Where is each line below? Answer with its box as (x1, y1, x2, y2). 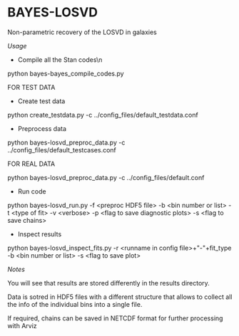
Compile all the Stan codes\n (17, 55, 103, 64)
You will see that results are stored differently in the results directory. (7, 278, 210, 287)
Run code (17, 187, 46, 196)
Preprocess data (17, 124, 66, 132)
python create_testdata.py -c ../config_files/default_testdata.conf (7, 110, 198, 119)
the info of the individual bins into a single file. (7, 300, 143, 308)
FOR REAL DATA (7, 159, 56, 168)
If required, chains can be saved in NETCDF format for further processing (7, 314, 223, 322)
